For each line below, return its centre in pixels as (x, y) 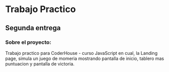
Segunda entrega (33, 28)
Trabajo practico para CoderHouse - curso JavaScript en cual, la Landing (81, 53)
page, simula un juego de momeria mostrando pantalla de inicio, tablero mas (85, 58)
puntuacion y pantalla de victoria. (40, 63)
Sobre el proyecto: (28, 42)
